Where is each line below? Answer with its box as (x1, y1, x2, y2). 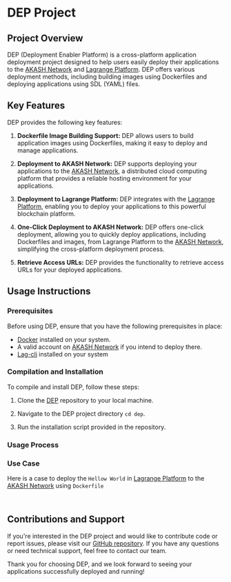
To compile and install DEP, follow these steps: (7, 383, 140, 391)
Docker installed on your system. (17, 335, 111, 343)
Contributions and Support (7, 514, 125, 525)
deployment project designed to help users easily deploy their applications (7, 58, 219, 66)
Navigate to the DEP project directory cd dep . (17, 409, 145, 418)
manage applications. (17, 146, 79, 154)
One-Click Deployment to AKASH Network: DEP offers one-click (17, 223, 204, 231)
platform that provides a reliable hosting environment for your (17, 174, 192, 182)
